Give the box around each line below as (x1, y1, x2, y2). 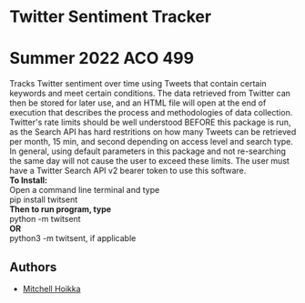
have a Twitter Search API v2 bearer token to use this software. (9, 166, 247, 177)
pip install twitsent (9, 194, 78, 206)
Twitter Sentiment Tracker (9, 6, 212, 27)
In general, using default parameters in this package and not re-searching (9, 146, 287, 157)
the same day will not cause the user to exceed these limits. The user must (9, 156, 290, 167)
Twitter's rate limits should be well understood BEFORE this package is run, (9, 116, 291, 128)
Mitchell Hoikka (22, 283, 81, 294)
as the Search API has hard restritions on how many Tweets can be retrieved (9, 126, 297, 137)
